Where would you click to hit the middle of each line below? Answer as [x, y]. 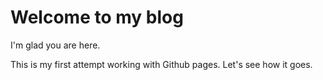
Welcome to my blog [97, 17]
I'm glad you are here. [55, 45]
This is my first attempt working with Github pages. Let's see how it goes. [161, 64]
